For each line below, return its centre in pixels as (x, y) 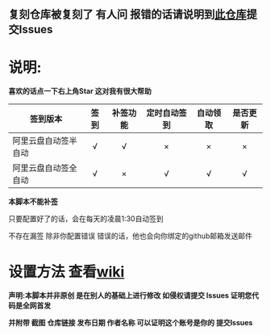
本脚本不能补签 (33, 202)
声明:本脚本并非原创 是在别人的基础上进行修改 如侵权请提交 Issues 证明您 (130, 295)
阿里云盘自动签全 (45, 168)
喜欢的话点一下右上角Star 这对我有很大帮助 (80, 91)
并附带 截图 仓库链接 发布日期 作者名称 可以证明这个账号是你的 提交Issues (131, 323)
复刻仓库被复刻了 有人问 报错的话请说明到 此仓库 (127, 15)
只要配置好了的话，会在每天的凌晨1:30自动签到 (86, 219)
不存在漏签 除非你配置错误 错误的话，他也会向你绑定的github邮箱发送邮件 (130, 236)
